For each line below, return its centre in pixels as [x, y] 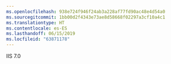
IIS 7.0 [14, 56]
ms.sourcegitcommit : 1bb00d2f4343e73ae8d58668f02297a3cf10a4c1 [86, 17]
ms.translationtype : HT [36, 23]
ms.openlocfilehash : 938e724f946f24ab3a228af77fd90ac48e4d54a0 [86, 12]
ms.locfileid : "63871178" [38, 39]
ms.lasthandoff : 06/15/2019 [41, 34]
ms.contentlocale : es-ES [37, 28]
